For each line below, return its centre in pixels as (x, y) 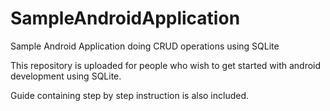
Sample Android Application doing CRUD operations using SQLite (145, 46)
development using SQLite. (66, 76)
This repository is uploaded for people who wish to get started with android (166, 65)
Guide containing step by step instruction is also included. (130, 95)
